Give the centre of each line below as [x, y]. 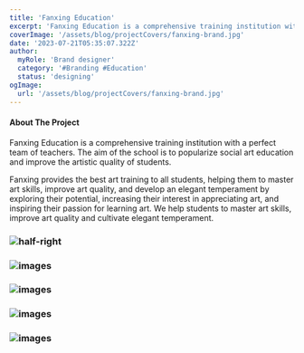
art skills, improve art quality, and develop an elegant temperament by [139, 189]
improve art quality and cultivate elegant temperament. [112, 217]
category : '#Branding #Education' [82, 69]
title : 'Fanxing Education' [62, 18]
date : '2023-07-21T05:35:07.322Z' [75, 43]
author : [24, 52]
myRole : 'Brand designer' [66, 60]
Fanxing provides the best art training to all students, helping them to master [152, 179]
